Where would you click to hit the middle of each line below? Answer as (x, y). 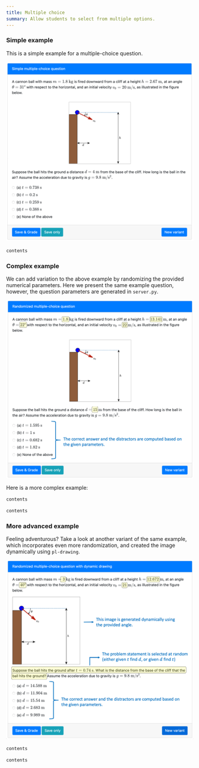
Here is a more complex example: (47, 488)
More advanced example (42, 526)
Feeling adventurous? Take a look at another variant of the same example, (97, 539)
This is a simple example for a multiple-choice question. (75, 53)
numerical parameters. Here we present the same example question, (90, 285)
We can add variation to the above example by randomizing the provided (95, 279)
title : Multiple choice (36, 12)
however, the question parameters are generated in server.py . (82, 292)
